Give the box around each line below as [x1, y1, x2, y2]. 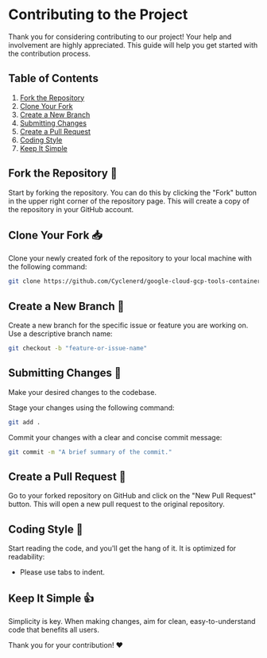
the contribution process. [8, 48, 91, 58]
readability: [8, 552, 45, 562]
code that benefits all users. [8, 625, 99, 634]
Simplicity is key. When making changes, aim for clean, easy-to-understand [8, 616, 256, 625]
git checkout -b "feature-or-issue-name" [8, 344, 148, 353]
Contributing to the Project [8, 6, 188, 24]
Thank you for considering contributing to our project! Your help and [8, 32, 232, 41]
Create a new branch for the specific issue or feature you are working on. [8, 320, 249, 331]
